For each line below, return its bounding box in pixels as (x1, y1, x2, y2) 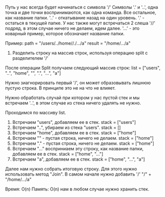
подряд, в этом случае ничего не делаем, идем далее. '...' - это (5, 25, 140, 31)
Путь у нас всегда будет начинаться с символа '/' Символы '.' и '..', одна (5, 4, 159, 10)
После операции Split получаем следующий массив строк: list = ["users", (5, 65, 161, 71)
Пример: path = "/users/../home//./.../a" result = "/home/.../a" (5, 40, 131, 46)
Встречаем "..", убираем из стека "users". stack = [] (12, 124, 121, 130)
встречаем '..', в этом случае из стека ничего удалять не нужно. (5, 100, 141, 106)
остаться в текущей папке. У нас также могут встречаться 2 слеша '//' (5, 20, 156, 26)
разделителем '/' (12, 55, 49, 61)
